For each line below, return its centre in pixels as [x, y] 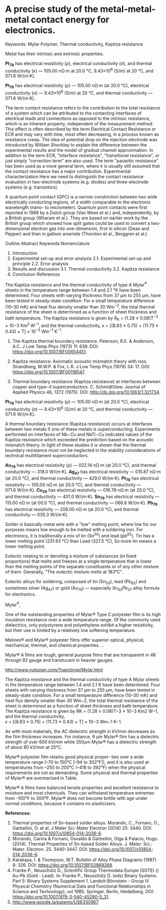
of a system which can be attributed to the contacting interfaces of [74, 113]
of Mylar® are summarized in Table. [41, 778]
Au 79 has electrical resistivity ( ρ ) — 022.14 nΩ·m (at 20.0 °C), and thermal [81, 466]
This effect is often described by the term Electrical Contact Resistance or [81, 129]
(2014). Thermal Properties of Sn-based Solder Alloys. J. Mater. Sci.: [82, 844]
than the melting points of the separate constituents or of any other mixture [82, 566]
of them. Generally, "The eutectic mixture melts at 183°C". [64, 572]
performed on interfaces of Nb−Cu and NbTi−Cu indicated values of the [79, 434]
